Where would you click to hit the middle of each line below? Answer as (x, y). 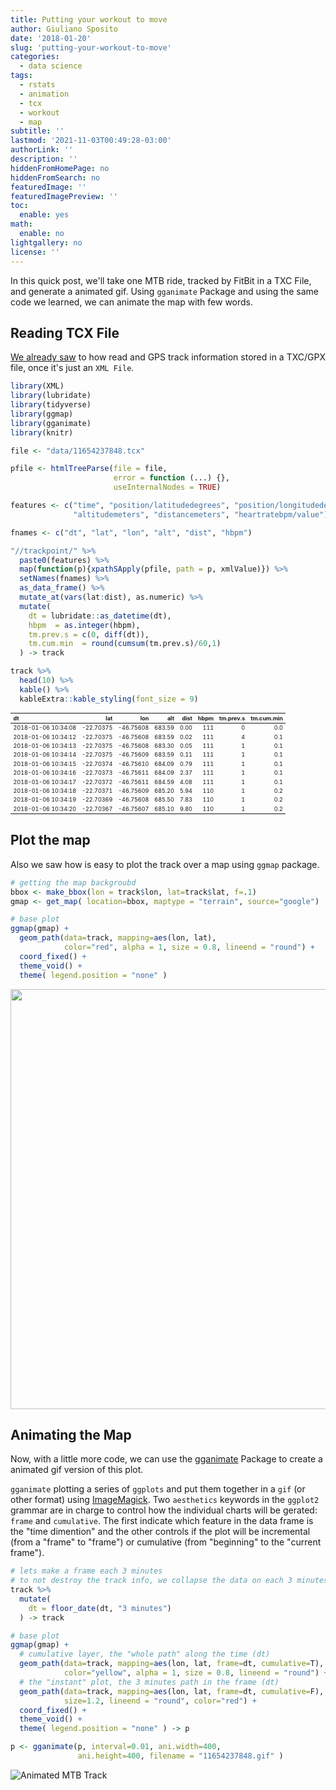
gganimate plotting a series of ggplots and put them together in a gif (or (158, 1489)
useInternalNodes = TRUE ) (167, 487)
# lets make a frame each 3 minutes (86, 1571)
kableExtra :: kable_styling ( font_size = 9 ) (109, 699)
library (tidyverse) (51, 405)
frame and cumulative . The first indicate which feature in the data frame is (162, 1521)
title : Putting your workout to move (89, 19)
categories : (35, 57)
